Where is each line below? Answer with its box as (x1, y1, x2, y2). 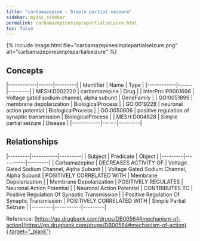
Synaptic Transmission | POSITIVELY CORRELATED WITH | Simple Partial (6, 197, 186, 204)
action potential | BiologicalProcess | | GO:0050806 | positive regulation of (6, 107, 190, 114)
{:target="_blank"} (6, 228, 51, 235)
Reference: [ (6, 215, 37, 222)
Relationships (6, 137, 59, 147)
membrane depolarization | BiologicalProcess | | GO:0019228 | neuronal (6, 100, 183, 108)
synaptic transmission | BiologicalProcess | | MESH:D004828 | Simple (6, 113, 178, 120)
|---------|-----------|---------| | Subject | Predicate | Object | (6, 152, 159, 160)
